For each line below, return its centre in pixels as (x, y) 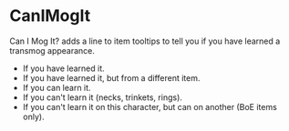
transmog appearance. (52, 50)
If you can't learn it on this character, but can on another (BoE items (150, 106)
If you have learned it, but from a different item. (111, 77)
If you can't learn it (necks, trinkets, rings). (102, 97)
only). (33, 116)
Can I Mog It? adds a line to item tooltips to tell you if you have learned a (145, 41)
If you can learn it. (57, 87)
